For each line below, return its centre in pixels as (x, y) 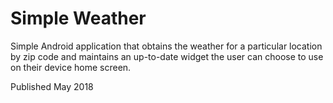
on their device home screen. (71, 67)
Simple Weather (78, 18)
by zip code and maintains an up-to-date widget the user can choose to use (167, 56)
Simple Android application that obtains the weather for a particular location (166, 46)
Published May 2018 (52, 86)
